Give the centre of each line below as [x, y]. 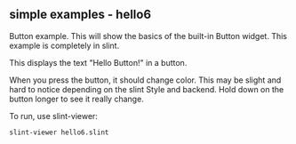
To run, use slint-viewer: [53, 116]
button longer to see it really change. [76, 99]
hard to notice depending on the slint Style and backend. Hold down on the [147, 89]
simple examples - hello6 [80, 15]
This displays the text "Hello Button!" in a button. [98, 62]
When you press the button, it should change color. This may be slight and [145, 80]
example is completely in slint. [64, 45]
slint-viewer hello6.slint [59, 132]
